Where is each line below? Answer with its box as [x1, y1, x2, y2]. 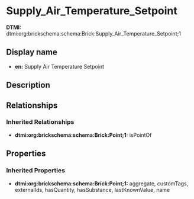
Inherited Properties [6, 166, 65, 175]
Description [6, 80, 50, 90]
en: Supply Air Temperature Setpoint [14, 63, 105, 70]
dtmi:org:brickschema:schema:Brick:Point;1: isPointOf [14, 131, 152, 139]
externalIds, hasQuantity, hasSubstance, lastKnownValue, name [14, 186, 170, 193]
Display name [6, 47, 57, 57]
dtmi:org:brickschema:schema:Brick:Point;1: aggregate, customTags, [14, 179, 189, 187]
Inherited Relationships [6, 118, 75, 126]
